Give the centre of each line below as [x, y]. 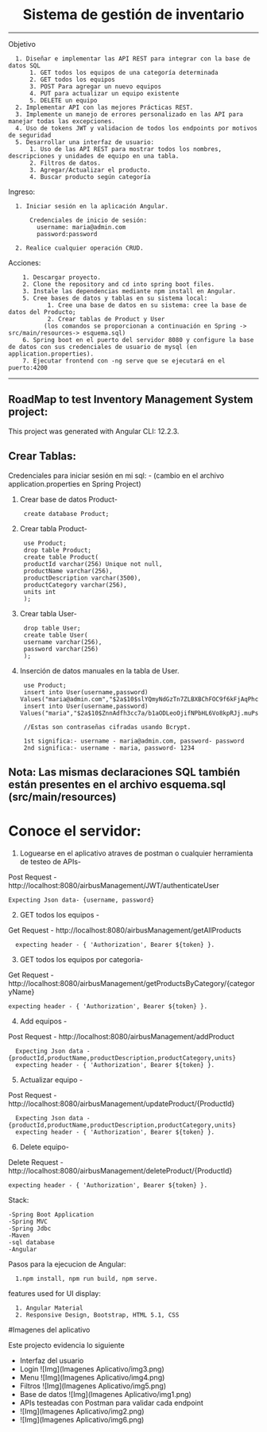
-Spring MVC [28, 1221]
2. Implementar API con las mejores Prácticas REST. [104, 107]
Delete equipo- [44, 1147]
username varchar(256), [63, 642]
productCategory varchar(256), [75, 585]
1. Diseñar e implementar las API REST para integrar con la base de [133, 58]
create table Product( [61, 557]
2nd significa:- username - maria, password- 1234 [109, 748]
